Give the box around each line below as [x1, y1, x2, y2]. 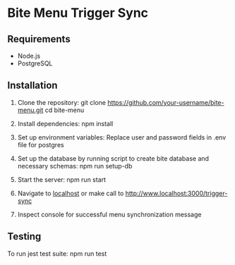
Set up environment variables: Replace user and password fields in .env [17, 132, 227, 142]
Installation [7, 80, 58, 92]
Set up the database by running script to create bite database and [17, 154, 210, 163]
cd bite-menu [44, 106, 85, 114]
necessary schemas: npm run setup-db [17, 161, 133, 170]
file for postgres [17, 140, 65, 149]
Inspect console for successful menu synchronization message [17, 210, 202, 218]
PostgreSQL [17, 59, 53, 68]
